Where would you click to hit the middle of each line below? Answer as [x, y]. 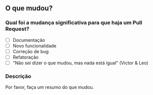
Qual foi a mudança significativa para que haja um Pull [74, 23]
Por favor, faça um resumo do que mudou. [50, 87]
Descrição [18, 76]
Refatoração [25, 57]
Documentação [29, 40]
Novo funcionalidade [34, 45]
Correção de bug [31, 51]
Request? [17, 29]
